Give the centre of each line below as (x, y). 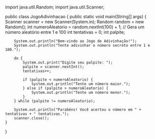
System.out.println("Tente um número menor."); (81, 93)
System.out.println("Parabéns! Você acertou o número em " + (77, 110)
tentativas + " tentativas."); (37, 114)
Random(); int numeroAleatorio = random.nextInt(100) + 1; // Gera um (75, 27)
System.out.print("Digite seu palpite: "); (68, 63)
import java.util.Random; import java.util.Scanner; (55, 7)
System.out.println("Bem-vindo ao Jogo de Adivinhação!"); (76, 41)
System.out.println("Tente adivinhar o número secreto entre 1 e (82, 46)
